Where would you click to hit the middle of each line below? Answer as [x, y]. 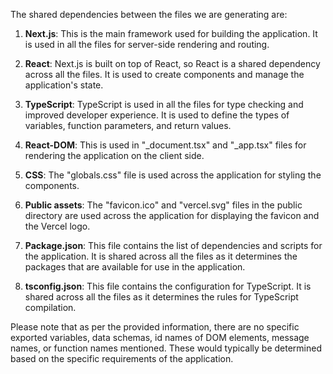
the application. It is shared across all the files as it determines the [161, 256]
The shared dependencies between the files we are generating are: [149, 14]
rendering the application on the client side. [114, 155]
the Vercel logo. [57, 226]
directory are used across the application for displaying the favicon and [172, 215]
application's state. [64, 85]
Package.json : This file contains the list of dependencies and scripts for [173, 245]
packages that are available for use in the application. [135, 267]
